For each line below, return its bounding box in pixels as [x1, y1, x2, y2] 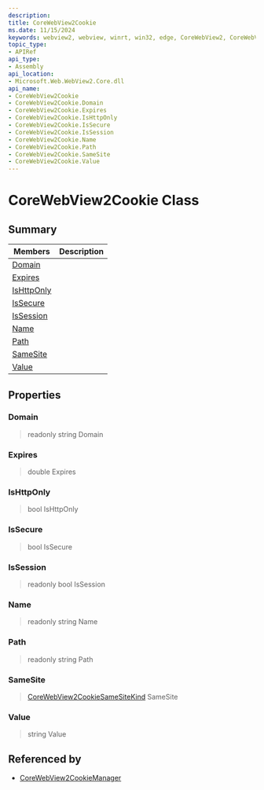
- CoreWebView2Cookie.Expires [8, 107, 108, 115]
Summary [8, 222, 57, 236]
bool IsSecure [27, 542, 73, 551]
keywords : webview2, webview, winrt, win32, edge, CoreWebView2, [8, 33, 226, 42]
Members [13, 246, 50, 257]
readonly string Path [27, 654, 93, 664]
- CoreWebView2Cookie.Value [8, 158, 101, 166]
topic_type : [8, 41, 47, 49]
